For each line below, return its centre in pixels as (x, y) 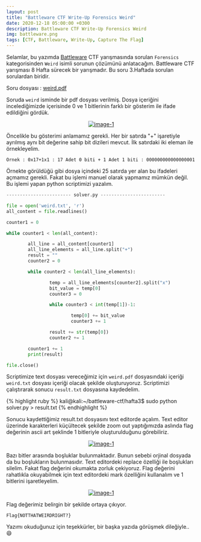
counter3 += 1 (88, 321)
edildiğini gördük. (28, 113)
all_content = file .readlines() (47, 211)
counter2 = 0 (44, 261)
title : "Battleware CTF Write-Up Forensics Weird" (71, 18)
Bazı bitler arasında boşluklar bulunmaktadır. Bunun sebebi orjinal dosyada (99, 456)
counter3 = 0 (66, 294)
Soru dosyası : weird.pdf (37, 88)
